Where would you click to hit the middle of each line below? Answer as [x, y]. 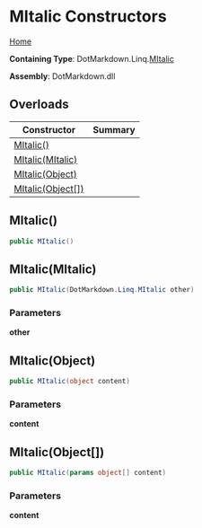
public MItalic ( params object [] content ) [88, 473]
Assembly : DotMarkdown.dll [62, 76]
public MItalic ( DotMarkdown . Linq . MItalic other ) [102, 290]
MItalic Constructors [88, 17]
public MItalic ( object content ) [70, 382]
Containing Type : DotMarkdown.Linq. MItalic [92, 58]
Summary [114, 129]
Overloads [39, 105]
